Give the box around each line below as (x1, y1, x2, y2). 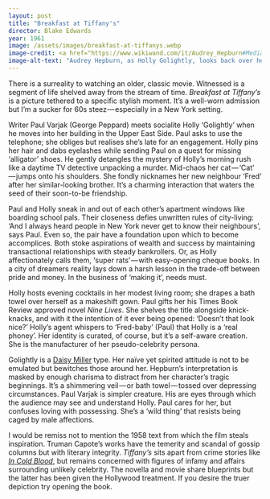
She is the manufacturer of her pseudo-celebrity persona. (8, 339, 200, 348)
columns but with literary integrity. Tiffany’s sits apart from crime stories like (8, 447, 261, 457)
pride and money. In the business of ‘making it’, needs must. (8, 272, 207, 282)
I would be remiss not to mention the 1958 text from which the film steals (8, 430, 249, 439)
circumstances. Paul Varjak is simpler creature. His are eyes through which (8, 389, 256, 398)
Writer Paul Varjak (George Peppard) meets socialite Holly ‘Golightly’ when (8, 120, 256, 130)
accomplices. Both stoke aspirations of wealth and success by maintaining (8, 238, 256, 248)
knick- (228, 305, 250, 315)
